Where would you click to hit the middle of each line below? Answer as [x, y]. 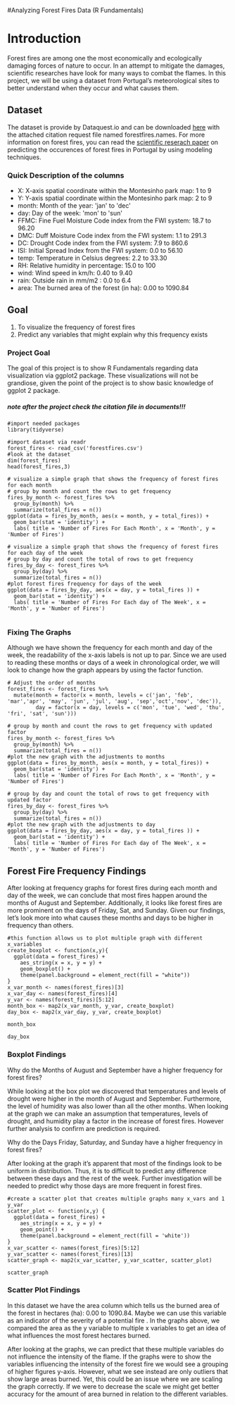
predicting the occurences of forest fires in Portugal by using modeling [110, 149]
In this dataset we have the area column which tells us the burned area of [114, 1305]
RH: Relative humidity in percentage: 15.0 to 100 [87, 266]
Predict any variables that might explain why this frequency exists [113, 335]
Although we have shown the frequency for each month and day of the [110, 648]
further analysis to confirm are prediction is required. [84, 1128]
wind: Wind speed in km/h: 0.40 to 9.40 [75, 273]
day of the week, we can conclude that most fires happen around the [107, 895]
